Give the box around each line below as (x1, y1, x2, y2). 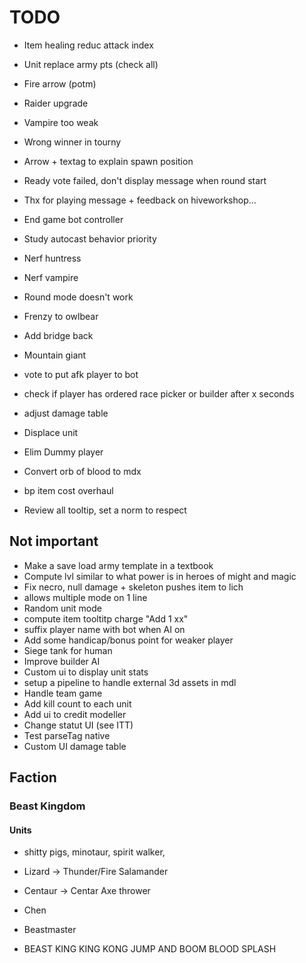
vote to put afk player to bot (23, 368, 139, 380)
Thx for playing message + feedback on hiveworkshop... (23, 194, 257, 206)
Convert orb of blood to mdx (23, 465, 142, 477)
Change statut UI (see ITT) (23, 719, 134, 731)
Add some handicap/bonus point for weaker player (23, 634, 234, 646)
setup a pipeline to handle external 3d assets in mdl (23, 676, 237, 688)
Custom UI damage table (23, 740, 127, 752)
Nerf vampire (23, 271, 79, 283)
